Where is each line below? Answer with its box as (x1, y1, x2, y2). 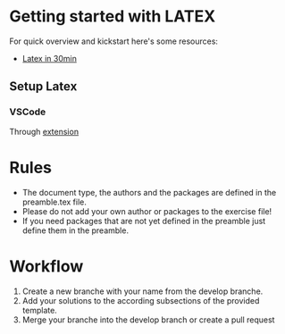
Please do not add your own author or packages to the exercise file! (21, 205, 272, 216)
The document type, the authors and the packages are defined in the (21, 187, 277, 197)
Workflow (9, 256, 84, 276)
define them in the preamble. (21, 225, 130, 236)
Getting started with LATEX (9, 6, 216, 27)
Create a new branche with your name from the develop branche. (21, 286, 264, 296)
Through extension (9, 126, 79, 137)
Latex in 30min (21, 53, 78, 63)
